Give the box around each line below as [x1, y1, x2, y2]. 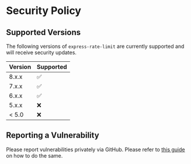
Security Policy [6, 4, 82, 18]
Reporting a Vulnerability [6, 130, 99, 141]
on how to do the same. [6, 152, 63, 159]
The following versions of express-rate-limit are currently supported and [6, 43, 185, 50]
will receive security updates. [6, 49, 77, 56]
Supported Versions [6, 27, 81, 37]
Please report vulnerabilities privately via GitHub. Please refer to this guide [6, 146, 185, 153]
